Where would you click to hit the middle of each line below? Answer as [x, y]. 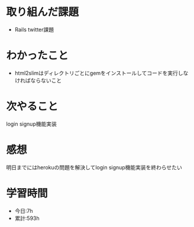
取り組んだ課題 [43, 12]
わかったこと [38, 56]
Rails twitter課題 [34, 29]
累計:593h [27, 218]
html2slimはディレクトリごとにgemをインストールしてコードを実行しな [101, 73]
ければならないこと [38, 80]
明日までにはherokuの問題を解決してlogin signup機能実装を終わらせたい [94, 167]
